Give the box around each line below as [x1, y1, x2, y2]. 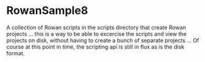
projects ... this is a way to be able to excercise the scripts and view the [6, 30, 187, 37]
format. [6, 49, 25, 57]
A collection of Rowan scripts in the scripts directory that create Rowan [6, 24, 186, 31]
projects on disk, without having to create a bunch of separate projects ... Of [6, 36, 199, 44]
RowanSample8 [6, 4, 88, 18]
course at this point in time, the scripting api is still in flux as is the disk [6, 43, 185, 50]
